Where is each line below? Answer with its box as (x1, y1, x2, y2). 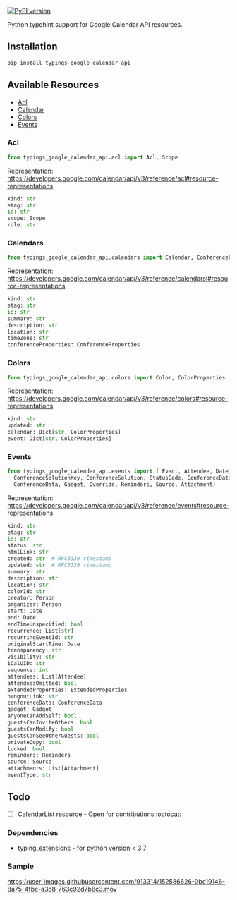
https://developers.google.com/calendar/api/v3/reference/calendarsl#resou (7, 274, 228, 283)
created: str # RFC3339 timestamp (7, 555, 112, 562)
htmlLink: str (7, 549, 49, 556)
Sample (7, 861, 34, 871)
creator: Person (7, 595, 55, 602)
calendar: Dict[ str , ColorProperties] (7, 429, 121, 436)
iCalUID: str (7, 660, 46, 667)
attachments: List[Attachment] (7, 765, 99, 772)
